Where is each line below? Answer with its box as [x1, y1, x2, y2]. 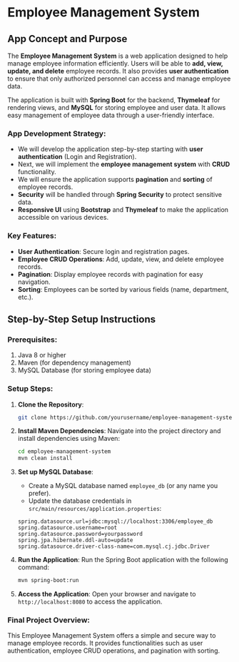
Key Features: [7, 231, 57, 241]
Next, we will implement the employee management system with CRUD [17, 160, 230, 168]
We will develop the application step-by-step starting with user [17, 145, 203, 153]
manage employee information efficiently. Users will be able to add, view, [7, 59, 223, 68]
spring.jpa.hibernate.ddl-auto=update [17, 536, 133, 544]
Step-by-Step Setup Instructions [7, 313, 156, 325]
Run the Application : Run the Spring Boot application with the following [17, 556, 228, 564]
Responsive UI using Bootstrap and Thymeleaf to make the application [17, 205, 229, 214]
